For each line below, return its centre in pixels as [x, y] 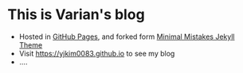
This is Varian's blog [76, 15]
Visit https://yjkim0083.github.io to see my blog [97, 53]
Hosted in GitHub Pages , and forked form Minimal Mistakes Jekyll [127, 36]
